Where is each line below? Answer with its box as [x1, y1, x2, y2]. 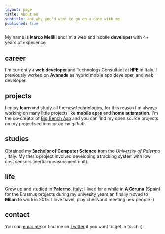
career [5, 54, 26, 62]
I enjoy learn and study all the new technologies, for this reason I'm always [5, 104, 157, 111]
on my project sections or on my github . [5, 120, 86, 126]
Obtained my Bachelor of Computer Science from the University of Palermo [5, 148, 160, 154]
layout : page [5, 7, 32, 12]
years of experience [5, 40, 46, 46]
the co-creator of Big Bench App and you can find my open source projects [5, 115, 159, 121]
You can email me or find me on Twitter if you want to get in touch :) [5, 224, 143, 230]
